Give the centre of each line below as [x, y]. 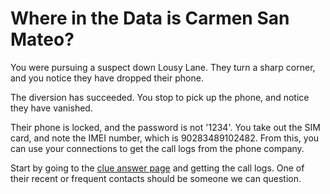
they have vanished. [51, 108]
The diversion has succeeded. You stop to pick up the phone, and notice [160, 97]
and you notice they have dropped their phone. [107, 78]
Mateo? [42, 39]
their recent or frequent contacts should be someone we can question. [156, 178]
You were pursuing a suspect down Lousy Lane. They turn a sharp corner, [163, 67]
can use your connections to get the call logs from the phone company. [157, 148]
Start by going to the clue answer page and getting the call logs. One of [157, 168]
